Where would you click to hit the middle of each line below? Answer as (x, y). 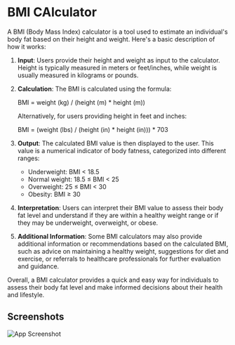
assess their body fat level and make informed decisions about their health (115, 287)
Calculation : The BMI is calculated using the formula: (94, 89)
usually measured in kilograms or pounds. (78, 75)
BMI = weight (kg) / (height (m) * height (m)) (81, 102)
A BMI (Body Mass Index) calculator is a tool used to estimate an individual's (117, 32)
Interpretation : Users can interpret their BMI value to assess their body (120, 207)
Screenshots (36, 317)
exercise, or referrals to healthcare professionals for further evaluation (119, 259)
